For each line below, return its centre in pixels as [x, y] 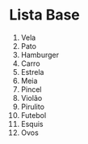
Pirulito [33, 107]
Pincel [31, 89]
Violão [31, 98]
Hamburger [40, 55]
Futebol [34, 115]
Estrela [32, 72]
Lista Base [44, 15]
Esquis [32, 124]
